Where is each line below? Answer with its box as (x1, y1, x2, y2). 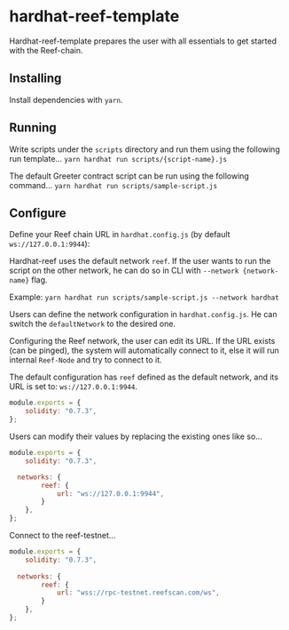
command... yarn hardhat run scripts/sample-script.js (9, 179, 218, 190)
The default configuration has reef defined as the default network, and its (9, 371, 279, 383)
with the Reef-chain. (9, 44, 83, 55)
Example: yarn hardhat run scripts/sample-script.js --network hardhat (9, 291, 279, 303)
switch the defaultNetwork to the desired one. (9, 318, 176, 330)
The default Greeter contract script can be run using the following (9, 171, 250, 181)
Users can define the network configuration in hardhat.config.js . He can (9, 309, 277, 320)
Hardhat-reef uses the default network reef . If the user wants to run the (9, 256, 271, 267)
